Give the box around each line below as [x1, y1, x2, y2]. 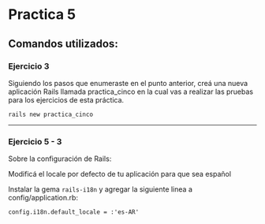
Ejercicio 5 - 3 [8, 136, 62, 147]
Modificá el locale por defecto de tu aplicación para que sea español [8, 170, 231, 179]
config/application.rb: [8, 193, 79, 203]
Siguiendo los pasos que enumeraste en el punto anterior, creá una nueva [8, 78, 248, 88]
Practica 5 [8, 6, 77, 24]
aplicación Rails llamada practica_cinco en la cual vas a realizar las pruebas [8, 87, 254, 96]
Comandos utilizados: [8, 37, 118, 50]
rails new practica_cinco [8, 110, 93, 118]
